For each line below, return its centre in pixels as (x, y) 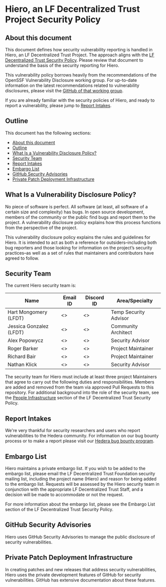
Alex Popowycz (25, 341)
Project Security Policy (53, 20)
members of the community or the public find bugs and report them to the (80, 217)
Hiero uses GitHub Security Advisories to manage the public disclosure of (80, 537)
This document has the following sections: (48, 133)
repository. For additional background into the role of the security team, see (82, 392)
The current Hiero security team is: (41, 285)
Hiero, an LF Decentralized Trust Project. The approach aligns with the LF (80, 55)
